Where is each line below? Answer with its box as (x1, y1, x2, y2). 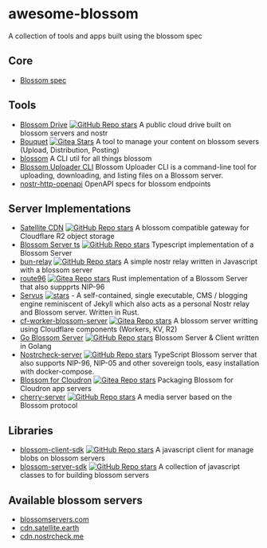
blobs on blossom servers (19, 453, 105, 463)
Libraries (8, 424, 53, 437)
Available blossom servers (8, 493, 143, 507)
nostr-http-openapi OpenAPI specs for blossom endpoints (19, 178, 211, 188)
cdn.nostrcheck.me (19, 531, 84, 541)
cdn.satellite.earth (19, 523, 80, 532)
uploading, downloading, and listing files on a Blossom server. (19, 170, 224, 180)
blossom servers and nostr (19, 128, 108, 138)
